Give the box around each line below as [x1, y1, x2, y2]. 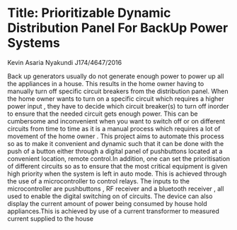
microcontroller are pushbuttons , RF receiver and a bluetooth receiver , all [7, 184, 224, 193]
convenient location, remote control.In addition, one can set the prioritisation [7, 154, 231, 163]
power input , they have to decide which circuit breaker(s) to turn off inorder [7, 102, 229, 110]
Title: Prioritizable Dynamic [7, 5, 171, 21]
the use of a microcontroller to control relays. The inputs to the [7, 176, 190, 185]
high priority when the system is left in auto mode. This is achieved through [7, 169, 227, 178]
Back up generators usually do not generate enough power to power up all [7, 72, 224, 80]
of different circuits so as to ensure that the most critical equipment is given [7, 162, 228, 170]
